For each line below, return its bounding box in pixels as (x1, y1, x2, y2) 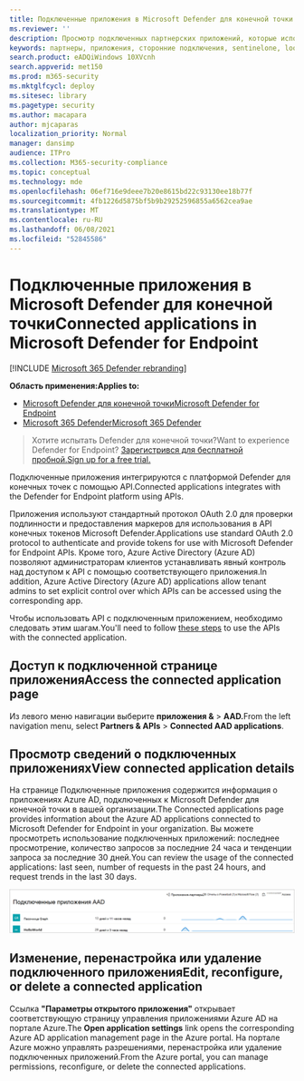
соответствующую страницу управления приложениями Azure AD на (9, 1012, 279, 1024)
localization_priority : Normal (9, 130, 128, 139)
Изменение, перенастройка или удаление (9, 950, 262, 966)
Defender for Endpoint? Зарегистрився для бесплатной (31, 444, 243, 455)
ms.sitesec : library (9, 91, 88, 100)
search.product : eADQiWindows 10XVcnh (9, 53, 156, 63)
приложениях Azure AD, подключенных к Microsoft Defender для (9, 794, 260, 805)
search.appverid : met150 (9, 63, 103, 72)
